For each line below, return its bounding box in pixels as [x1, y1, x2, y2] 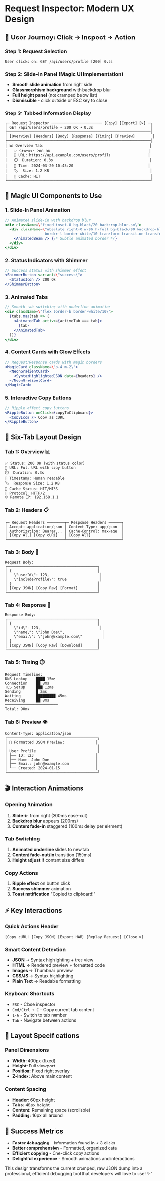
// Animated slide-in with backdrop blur [5, 218, 91, 223]
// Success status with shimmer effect [5, 268, 87, 273]
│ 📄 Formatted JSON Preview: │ [5, 740, 98, 745]
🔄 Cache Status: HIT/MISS [5, 487, 58, 492]
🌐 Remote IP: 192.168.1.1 [5, 495, 59, 500]
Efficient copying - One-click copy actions [12, 1150, 100, 1156]
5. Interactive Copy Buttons [5, 394, 72, 401]
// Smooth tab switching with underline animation [5, 305, 111, 310]
